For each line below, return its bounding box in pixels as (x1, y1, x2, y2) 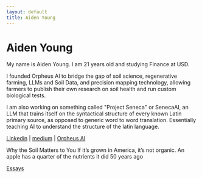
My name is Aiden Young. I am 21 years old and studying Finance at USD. (6, 61, 190, 68)
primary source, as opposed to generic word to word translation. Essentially (6, 117, 197, 124)
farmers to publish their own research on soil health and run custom (6, 86, 176, 93)
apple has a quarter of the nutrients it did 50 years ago (6, 153, 144, 160)
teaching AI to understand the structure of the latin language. (6, 123, 159, 131)
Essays (6, 165, 24, 172)
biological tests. (6, 92, 46, 99)
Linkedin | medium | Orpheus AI (6, 135, 86, 142)
